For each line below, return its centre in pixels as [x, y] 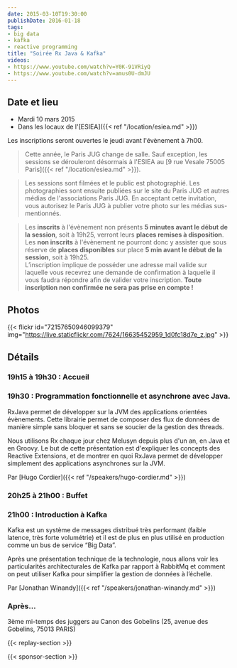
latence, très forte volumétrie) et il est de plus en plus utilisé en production [116, 537]
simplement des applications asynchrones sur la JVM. [86, 463]
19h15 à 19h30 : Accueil [49, 377]
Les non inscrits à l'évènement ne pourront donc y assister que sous [126, 242]
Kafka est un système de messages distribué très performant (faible [107, 529]
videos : [19, 60]
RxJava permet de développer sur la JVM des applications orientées [108, 411]
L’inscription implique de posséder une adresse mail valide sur [116, 265]
